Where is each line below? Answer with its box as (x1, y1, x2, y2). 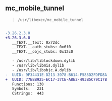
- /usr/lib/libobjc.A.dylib (12, 67, 71, 72)
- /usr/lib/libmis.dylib (12, 63, 65, 68)
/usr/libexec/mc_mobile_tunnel (17, 17, 84, 22)
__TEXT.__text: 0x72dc (12, 40, 60, 45)
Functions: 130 (12, 81, 44, 87)
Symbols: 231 (12, 86, 44, 91)
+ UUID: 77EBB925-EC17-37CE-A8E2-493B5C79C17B (5, 77, 107, 82)
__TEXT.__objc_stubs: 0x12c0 (12, 49, 73, 54)
